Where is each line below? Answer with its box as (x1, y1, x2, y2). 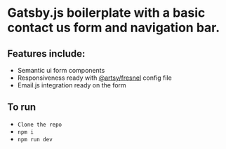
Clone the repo (17, 121, 62, 128)
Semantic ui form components (17, 66, 105, 74)
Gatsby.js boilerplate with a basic (7, 5, 206, 21)
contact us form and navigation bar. (7, 20, 220, 36)
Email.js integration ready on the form (17, 81, 126, 89)
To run (7, 101, 36, 113)
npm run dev (17, 136, 53, 143)
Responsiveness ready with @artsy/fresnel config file (17, 73, 172, 82)
